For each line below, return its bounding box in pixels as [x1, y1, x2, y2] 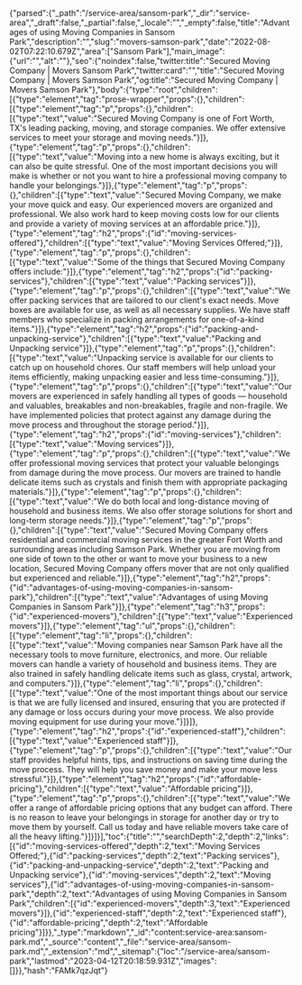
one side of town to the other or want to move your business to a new [9, 553, 268, 564]
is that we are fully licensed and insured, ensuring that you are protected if [9, 698, 286, 707]
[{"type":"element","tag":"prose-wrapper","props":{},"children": [9, 94, 245, 105]
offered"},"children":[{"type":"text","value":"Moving [9, 238, 200, 248]
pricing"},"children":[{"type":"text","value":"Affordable [9, 783, 210, 794]
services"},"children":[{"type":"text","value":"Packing [9, 276, 207, 287]
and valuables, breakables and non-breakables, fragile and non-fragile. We [9, 400, 288, 411]
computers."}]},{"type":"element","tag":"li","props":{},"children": [25, 678, 263, 689]
